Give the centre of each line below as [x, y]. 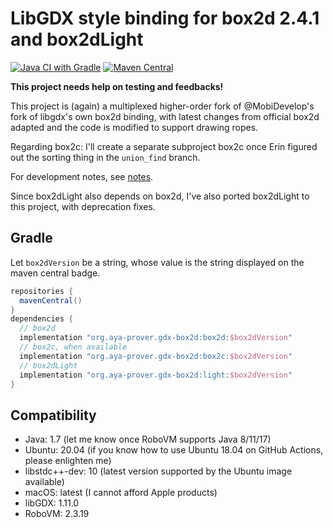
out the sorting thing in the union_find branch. [105, 157]
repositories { [42, 291]
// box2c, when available [73, 347]
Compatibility [53, 415]
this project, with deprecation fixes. [83, 206]
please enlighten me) [68, 461]
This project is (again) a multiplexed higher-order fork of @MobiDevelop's [162, 106]
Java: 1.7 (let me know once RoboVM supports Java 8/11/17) [148, 439]
